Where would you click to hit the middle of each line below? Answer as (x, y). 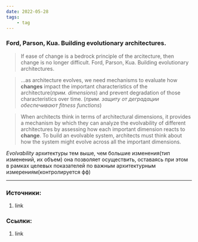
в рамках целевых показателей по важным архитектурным (81, 165)
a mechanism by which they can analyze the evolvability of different (103, 123)
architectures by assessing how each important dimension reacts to (103, 129)
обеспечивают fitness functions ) (61, 105)
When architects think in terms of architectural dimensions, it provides (106, 116)
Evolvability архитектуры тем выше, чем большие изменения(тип (88, 153)
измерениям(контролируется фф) (49, 172)
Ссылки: (19, 221)
